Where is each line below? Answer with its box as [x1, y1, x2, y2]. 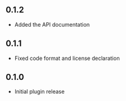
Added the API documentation [14, 21, 90, 28]
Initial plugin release [14, 88, 65, 96]
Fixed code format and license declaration [14, 54, 120, 62]
